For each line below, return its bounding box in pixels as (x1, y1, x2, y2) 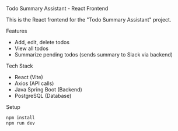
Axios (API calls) (14, 80, 54, 87)
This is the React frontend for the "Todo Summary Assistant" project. (6, 16, 172, 23)
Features (6, 27, 27, 34)
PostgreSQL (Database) (14, 93, 72, 99)
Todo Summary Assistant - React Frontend (6, 5, 109, 12)
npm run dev (6, 120, 35, 126)
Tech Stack (6, 62, 33, 69)
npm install (6, 115, 35, 121)
